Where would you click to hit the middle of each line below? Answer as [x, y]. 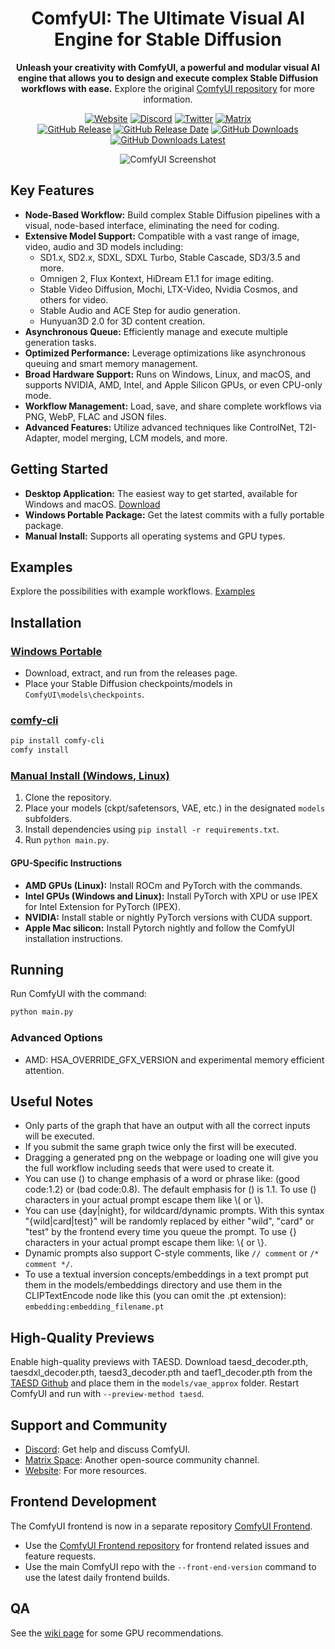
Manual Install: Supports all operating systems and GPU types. [155, 536]
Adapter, [42, 438]
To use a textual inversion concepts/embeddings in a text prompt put [166, 1274]
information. [168, 99]
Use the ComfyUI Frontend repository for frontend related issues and [167, 1545]
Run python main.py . [67, 840]
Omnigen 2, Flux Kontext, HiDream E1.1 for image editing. [156, 278]
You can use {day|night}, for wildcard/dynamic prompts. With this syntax [174, 1211]
